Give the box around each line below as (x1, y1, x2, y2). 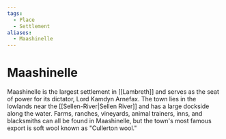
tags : (7, 10, 23, 17)
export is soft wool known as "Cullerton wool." (7, 124, 137, 132)
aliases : (7, 29, 32, 36)
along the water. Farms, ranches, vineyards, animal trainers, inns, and (7, 110, 203, 118)
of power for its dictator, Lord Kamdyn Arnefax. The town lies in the (7, 95, 197, 103)
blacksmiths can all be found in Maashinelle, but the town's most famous (7, 117, 212, 125)
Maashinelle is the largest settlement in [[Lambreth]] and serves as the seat (7, 88, 220, 96)
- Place (13, 16, 36, 23)
